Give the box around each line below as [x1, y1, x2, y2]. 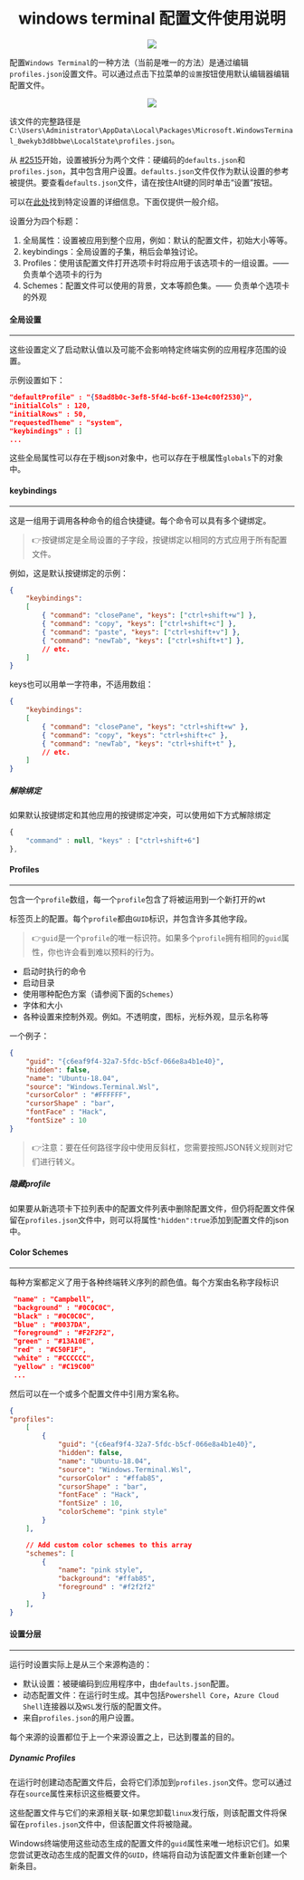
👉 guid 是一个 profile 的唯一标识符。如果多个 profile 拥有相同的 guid [31, 932, 282, 943]
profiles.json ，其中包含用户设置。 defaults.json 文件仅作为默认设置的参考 [9, 165, 290, 177]
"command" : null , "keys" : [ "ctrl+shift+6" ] [25, 836, 201, 845]
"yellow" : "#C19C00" [13, 1362, 95, 1371]
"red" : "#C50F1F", [13, 1345, 88, 1355]
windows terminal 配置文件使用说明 [17, 8, 287, 29]
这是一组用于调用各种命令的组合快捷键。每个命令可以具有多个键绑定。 [9, 515, 271, 525]
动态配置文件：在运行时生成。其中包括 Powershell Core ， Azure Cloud [22, 1689, 279, 1700]
